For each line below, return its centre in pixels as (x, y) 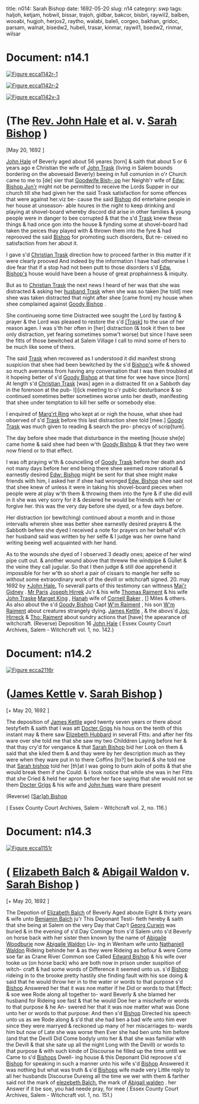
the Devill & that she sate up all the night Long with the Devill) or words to (95, 1044)
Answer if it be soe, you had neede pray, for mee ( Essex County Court (92, 1089)
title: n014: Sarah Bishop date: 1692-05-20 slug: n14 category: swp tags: (94, 9)
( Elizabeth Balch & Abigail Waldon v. (98, 872)
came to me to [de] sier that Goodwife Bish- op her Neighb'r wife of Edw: (95, 180)
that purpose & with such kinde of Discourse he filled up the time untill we (96, 1051)
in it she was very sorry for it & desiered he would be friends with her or (94, 499)
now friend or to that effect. (40, 450)
